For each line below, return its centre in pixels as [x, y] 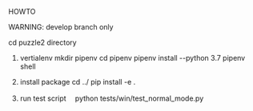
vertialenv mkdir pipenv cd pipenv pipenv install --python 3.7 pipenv [133, 58]
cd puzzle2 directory [43, 42]
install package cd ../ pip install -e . [78, 82]
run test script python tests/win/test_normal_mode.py [112, 98]
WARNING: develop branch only [61, 27]
